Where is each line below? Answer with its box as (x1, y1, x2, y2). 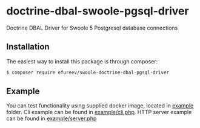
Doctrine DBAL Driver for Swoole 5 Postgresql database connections (6, 24, 178, 31)
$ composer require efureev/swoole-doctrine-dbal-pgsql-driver (6, 69, 170, 75)
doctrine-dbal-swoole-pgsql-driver (6, 4, 189, 18)
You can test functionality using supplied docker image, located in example (6, 102, 194, 109)
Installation (6, 42, 50, 52)
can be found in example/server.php (6, 115, 97, 122)
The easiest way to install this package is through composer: (6, 57, 158, 65)
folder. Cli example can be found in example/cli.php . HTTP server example (6, 109, 192, 116)
